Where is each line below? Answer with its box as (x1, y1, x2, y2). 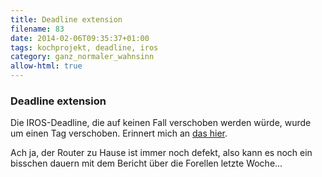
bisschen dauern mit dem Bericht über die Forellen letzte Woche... (10, 157, 283, 170)
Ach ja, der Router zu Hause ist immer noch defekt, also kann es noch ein (10, 147, 313, 159)
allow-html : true (10, 61, 83, 71)
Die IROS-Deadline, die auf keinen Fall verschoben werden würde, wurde (10, 117, 312, 129)
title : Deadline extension (10, 14, 123, 25)
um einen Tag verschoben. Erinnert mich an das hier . (10, 127, 228, 140)
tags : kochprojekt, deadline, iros (10, 42, 159, 53)
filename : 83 (10, 24, 65, 34)
